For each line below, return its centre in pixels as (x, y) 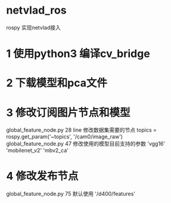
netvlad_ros (36, 10)
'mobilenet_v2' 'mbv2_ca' (37, 150)
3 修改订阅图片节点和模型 (68, 112)
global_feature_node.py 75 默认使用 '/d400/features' (71, 194)
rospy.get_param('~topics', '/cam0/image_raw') (65, 137)
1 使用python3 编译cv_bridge (78, 54)
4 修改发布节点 (42, 176)
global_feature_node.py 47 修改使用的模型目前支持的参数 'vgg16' (86, 144)
